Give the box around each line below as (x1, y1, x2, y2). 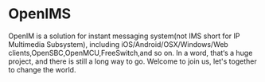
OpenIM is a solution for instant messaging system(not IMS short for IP (8, 31, 240, 41)
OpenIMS (8, 5, 72, 23)
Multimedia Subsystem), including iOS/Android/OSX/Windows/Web (8, 39, 228, 49)
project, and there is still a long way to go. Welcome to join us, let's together (8, 57, 257, 66)
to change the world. (8, 64, 76, 74)
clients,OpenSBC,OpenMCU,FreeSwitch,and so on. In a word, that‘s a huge (8, 48, 253, 57)
